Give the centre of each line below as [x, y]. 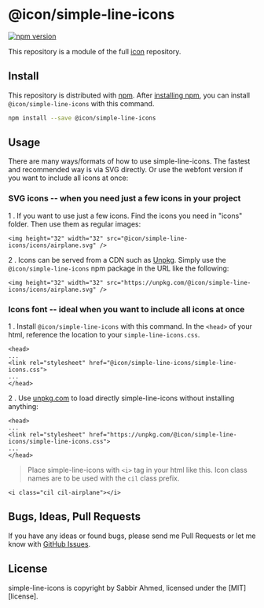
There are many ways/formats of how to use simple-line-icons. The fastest [129, 161]
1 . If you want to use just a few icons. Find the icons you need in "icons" [125, 216]
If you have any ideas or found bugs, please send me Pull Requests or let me [132, 536]
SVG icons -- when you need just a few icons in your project [125, 198]
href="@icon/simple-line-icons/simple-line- [163, 363]
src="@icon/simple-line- [147, 238]
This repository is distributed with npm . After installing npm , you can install [129, 95]
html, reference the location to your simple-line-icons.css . [104, 335]
